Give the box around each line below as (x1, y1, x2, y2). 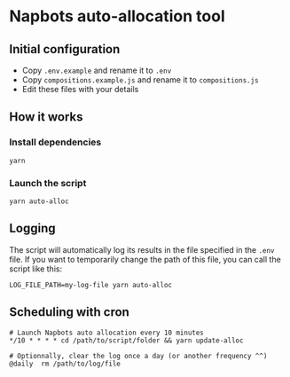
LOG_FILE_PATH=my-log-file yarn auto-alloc (9, 280, 173, 289)
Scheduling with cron (9, 304, 130, 320)
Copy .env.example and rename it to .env (21, 65, 172, 75)
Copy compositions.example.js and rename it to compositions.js (21, 75, 259, 85)
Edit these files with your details (21, 84, 139, 94)
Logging (9, 221, 56, 236)
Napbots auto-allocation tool (9, 6, 225, 27)
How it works (9, 109, 83, 125)
